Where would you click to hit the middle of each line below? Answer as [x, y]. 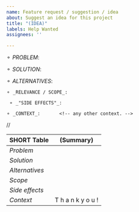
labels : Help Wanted [33, 29]
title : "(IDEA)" [27, 23]
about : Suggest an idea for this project [60, 18]
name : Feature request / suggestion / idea [62, 12]
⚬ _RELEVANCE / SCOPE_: [37, 92]
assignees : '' [24, 35]
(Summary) [77, 140]
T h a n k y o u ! [77, 200]
